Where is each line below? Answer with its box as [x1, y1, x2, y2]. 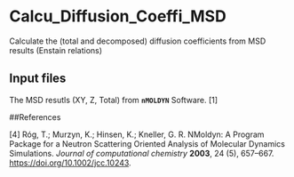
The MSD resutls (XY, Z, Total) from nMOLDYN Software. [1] [9, 94, 219, 105]
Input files [9, 71, 67, 86]
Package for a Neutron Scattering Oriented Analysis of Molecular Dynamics [9, 138, 286, 149]
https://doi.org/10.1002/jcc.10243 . [9, 157, 131, 168]
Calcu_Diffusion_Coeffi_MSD [9, 6, 226, 27]
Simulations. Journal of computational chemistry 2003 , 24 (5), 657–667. [9, 148, 274, 158]
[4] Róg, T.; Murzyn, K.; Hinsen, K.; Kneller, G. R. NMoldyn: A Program [9, 129, 265, 140]
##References [9, 111, 61, 122]
